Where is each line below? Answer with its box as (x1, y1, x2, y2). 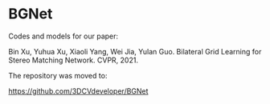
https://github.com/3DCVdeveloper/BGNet (8, 86, 149, 96)
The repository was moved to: (8, 70, 108, 80)
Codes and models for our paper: (8, 31, 119, 41)
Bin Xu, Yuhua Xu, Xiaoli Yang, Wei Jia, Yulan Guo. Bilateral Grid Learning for (8, 46, 262, 56)
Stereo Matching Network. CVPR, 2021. (8, 55, 139, 65)
